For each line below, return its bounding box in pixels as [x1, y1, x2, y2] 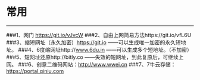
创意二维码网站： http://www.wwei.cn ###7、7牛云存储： [36, 61, 176, 68]
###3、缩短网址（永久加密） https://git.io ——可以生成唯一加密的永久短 [6, 39, 182, 46]
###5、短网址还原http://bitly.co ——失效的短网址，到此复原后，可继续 [6, 54, 179, 61]
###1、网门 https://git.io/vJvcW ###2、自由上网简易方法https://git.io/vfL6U [6, 31, 192, 38]
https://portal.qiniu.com [6, 67, 64, 74]
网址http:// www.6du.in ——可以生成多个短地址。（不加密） [50, 46, 192, 53]
